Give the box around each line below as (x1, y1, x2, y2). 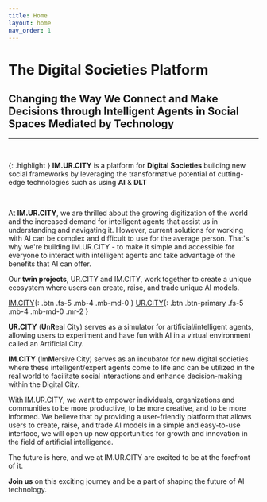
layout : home (8, 19, 52, 27)
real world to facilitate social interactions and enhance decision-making (8, 371, 242, 381)
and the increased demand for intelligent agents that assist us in (8, 217, 219, 226)
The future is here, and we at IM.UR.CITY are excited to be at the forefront (8, 453, 250, 462)
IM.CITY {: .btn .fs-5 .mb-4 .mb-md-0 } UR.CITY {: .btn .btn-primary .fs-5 (8, 299, 244, 308)
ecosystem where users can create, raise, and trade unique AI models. (8, 283, 240, 292)
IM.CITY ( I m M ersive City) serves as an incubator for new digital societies (8, 354, 249, 364)
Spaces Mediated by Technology (8, 117, 175, 130)
